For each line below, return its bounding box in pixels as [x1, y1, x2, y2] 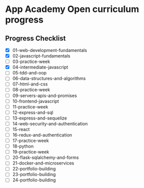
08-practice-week [12, 86, 50, 93]
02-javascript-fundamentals [12, 53, 70, 59]
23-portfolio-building [12, 171, 56, 177]
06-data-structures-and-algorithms [12, 75, 86, 81]
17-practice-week [12, 137, 49, 143]
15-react [12, 126, 30, 132]
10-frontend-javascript [12, 98, 59, 104]
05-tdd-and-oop [12, 70, 46, 76]
